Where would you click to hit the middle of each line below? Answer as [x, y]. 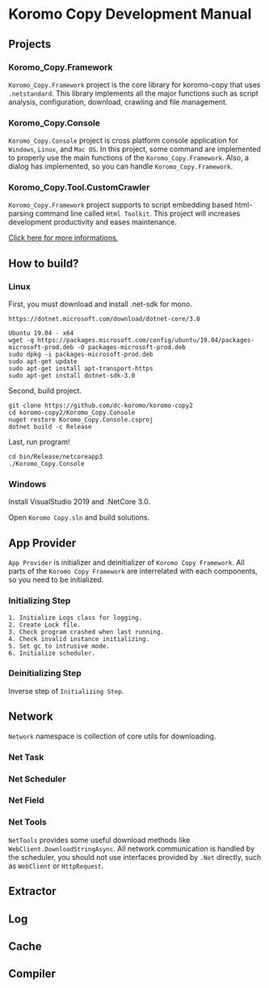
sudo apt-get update [43, 361]
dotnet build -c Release [50, 427]
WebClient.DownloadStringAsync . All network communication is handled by [132, 849]
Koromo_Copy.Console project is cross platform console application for [123, 141]
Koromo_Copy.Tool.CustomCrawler [79, 187]
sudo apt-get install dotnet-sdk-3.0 [72, 376]
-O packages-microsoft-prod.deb [131, 348]
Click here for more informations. [63, 238]
